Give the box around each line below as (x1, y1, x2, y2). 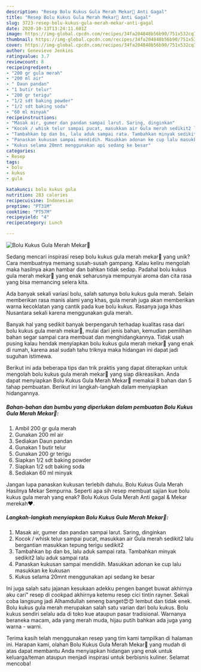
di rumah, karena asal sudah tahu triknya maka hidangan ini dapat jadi (6, 346, 178, 353)
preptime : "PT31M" (6, 203, 52, 209)
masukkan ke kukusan (14, 567, 70, 574)
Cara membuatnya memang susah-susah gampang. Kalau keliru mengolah (6, 260, 190, 266)
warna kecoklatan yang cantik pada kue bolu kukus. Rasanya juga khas (6, 303, 182, 310)
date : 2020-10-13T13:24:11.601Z (6, 25, 87, 32)
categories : (6, 148, 36, 154)
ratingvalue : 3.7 (6, 53, 50, 59)
